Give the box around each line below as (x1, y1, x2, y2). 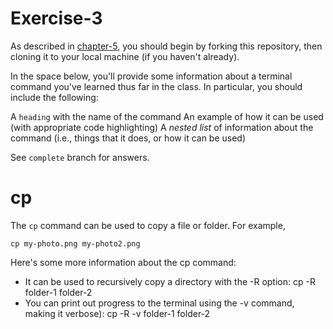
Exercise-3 (10, 7, 103, 30)
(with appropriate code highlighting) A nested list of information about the (10, 121, 314, 133)
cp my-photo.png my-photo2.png (10, 238, 141, 249)
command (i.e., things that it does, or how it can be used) (10, 132, 247, 144)
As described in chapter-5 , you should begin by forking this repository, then (10, 40, 323, 52)
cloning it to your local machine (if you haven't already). (10, 50, 240, 62)
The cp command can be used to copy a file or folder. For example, (10, 219, 286, 231)
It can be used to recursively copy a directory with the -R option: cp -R (24, 275, 316, 287)
